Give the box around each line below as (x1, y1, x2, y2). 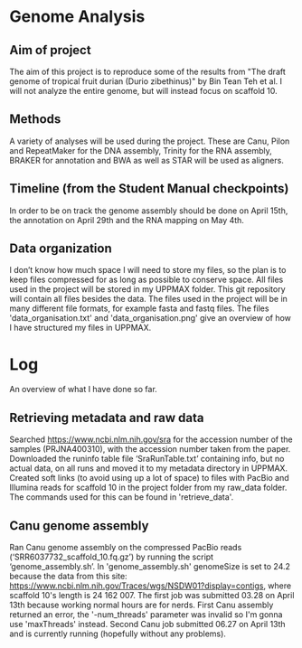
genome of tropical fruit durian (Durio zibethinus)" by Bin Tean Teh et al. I (9, 76, 283, 87)
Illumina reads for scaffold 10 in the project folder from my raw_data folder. (9, 482, 288, 493)
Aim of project (9, 42, 92, 58)
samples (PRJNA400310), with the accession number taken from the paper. (9, 444, 291, 455)
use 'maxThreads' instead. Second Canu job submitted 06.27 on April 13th (9, 619, 287, 629)
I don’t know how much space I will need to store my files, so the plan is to (9, 265, 287, 276)
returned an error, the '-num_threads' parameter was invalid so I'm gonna (9, 609, 283, 620)
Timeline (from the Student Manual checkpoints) (9, 181, 289, 196)
